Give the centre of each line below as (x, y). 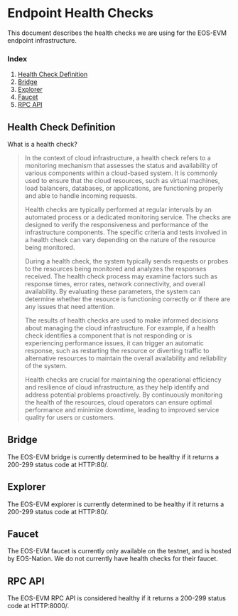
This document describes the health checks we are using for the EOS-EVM (117, 33)
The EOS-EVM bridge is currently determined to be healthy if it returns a (113, 456)
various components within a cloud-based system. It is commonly (121, 173)
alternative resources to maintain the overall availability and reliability (126, 358)
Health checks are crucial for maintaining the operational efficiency (123, 380)
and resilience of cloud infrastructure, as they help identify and (117, 387)
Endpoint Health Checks (81, 13)
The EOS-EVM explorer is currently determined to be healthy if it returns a (116, 504)
